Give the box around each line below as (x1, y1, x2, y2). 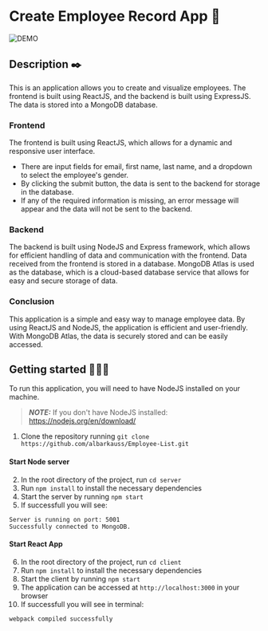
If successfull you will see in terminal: (20, 599, 144, 609)
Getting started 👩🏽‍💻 (9, 363, 110, 377)
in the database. (20, 187, 74, 197)
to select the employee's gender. (20, 171, 129, 180)
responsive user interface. (9, 147, 96, 156)
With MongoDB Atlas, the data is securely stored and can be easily (9, 331, 228, 341)
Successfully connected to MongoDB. (9, 523, 131, 530)
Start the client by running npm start (20, 574, 140, 583)
